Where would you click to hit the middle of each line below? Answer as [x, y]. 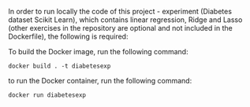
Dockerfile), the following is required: [68, 36]
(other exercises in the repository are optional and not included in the [120, 28]
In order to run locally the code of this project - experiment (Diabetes [120, 11]
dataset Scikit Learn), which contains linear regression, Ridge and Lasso [125, 20]
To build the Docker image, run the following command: [98, 52]
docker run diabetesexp [47, 95]
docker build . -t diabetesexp [60, 66]
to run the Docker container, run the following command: [100, 81]
